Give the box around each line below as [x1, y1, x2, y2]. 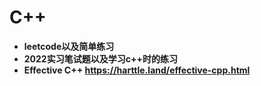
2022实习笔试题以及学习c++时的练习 [23, 52, 178, 65]
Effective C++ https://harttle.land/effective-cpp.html [23, 64, 251, 76]
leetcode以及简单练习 [23, 40, 115, 52]
